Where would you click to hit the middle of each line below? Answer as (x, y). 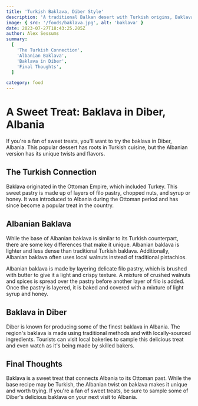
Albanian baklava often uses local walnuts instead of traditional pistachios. (96, 257)
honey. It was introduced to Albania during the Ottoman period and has (92, 199)
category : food (25, 83)
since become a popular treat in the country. (60, 205)
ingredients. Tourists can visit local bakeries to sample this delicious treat (95, 339)
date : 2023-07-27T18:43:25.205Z (46, 28)
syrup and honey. (27, 294)
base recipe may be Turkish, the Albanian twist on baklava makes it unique (97, 385)
